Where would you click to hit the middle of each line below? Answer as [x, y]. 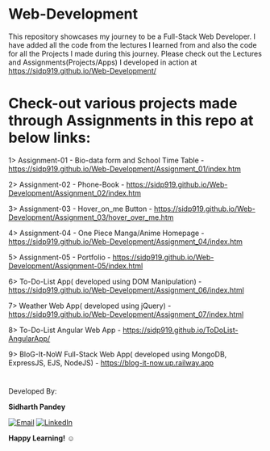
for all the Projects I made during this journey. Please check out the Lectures [135, 53]
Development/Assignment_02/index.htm [75, 193]
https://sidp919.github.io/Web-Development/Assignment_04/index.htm [126, 241]
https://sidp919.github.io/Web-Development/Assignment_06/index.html [126, 290]
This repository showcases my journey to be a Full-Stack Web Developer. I [132, 36]
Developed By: [33, 391]
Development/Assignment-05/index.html [76, 266]
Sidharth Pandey [37, 407]
